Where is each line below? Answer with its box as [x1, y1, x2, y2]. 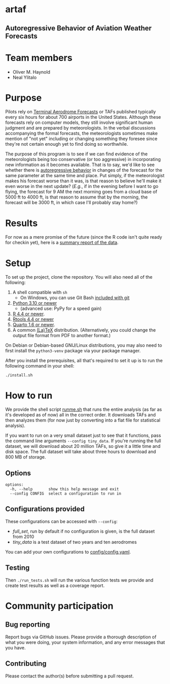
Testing [5, 564, 30, 572]
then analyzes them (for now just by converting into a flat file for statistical [5, 417, 161, 424]
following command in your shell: [5, 363, 75, 369]
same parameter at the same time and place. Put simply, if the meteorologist [5, 173, 165, 179]
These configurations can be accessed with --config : [5, 518, 118, 524]
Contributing [5, 659, 47, 668]
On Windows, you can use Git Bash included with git [20, 295, 130, 301]
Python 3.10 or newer [12, 300, 57, 306]
